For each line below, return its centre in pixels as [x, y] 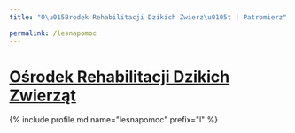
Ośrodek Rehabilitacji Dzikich [120, 77]
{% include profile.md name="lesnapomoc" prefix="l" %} [114, 120]
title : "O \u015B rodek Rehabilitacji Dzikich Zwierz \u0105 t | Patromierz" [148, 17]
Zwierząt [43, 96]
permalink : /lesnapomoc [53, 33]
